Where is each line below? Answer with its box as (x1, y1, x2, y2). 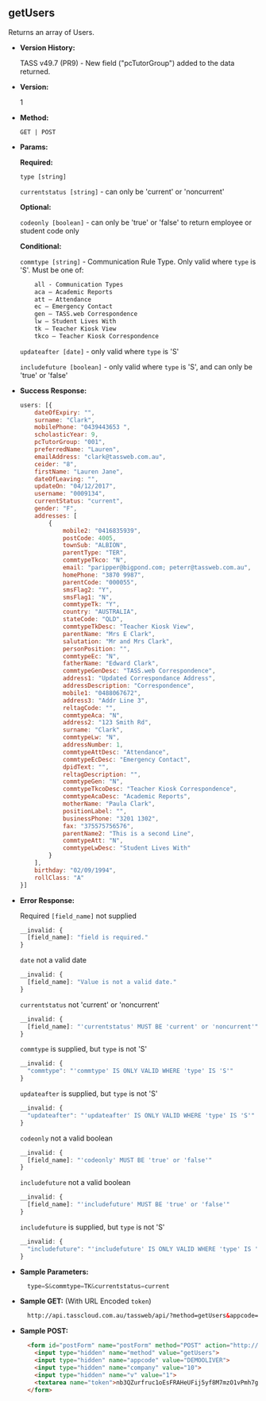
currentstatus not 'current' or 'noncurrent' (19, 1000, 160, 1009)
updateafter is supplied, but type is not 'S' (19, 1089, 158, 1098)
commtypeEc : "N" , (62, 652, 121, 660)
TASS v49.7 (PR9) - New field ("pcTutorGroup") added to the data (19, 58, 235, 68)
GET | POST (19, 128, 56, 136)
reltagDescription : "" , (62, 770, 141, 778)
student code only (19, 226, 79, 235)
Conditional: (19, 241, 62, 251)
